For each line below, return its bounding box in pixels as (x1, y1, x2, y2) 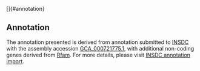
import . (6, 57, 24, 65)
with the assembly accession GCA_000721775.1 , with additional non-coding (6, 45, 195, 52)
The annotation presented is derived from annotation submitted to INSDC (6, 39, 189, 46)
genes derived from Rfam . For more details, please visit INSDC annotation (6, 51, 191, 58)
